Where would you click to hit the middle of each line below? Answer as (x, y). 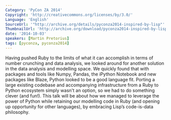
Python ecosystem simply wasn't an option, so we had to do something (80, 90)
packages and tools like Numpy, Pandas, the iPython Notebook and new (81, 74)
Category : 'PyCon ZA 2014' (34, 10)
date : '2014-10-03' (26, 34)
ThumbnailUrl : (20, 29)
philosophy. (17, 112)
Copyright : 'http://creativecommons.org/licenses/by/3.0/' (69, 15)
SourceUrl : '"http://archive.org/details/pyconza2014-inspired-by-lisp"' (85, 24)
